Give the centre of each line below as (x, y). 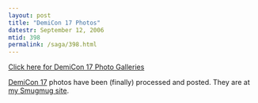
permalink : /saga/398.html (53, 45)
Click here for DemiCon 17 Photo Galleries (76, 67)
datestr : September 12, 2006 (56, 30)
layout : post (30, 15)
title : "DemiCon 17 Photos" (55, 23)
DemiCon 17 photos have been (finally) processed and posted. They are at (129, 83)
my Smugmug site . (39, 90)
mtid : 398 (25, 37)
